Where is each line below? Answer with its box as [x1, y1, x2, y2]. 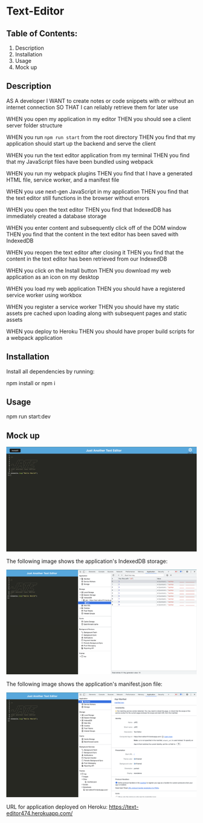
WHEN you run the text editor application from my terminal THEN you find [6, 151, 190, 158]
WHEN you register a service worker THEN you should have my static [6, 303, 179, 310]
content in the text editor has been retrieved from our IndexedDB [6, 255, 167, 262]
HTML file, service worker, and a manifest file [6, 176, 120, 183]
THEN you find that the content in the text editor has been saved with [6, 230, 179, 238]
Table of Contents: [6, 28, 78, 39]
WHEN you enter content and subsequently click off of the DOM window [6, 224, 187, 231]
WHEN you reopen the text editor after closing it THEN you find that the [6, 249, 184, 256]
